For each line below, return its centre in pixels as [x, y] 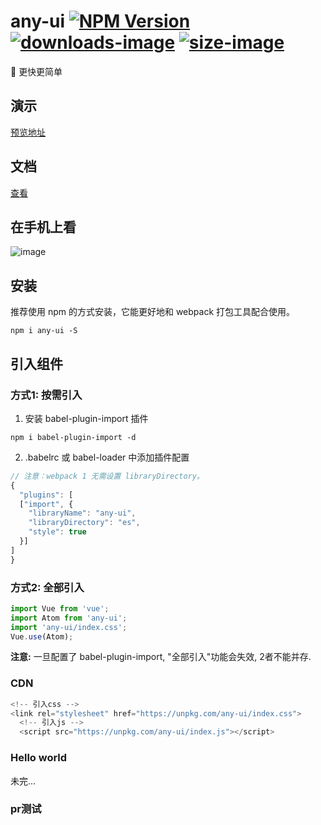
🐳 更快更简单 [36, 71]
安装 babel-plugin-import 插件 [86, 418]
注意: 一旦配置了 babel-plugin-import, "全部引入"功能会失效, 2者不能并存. [161, 657]
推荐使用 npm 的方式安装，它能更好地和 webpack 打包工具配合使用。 [153, 312]
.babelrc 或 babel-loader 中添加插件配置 [107, 457]
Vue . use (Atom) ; [42, 636]
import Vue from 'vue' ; [60, 608]
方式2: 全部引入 [47, 587]
